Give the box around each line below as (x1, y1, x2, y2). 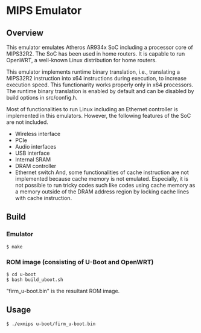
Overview (6, 28, 44, 38)
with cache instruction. (14, 195, 72, 201)
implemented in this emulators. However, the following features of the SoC (6, 112, 191, 119)
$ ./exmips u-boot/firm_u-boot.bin (6, 321, 96, 327)
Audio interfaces (14, 143, 57, 150)
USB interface (14, 149, 50, 157)
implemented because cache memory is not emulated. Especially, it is (14, 175, 189, 182)
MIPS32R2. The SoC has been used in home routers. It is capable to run (6, 50, 185, 57)
